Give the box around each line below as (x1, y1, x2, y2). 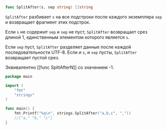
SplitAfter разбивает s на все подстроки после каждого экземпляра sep (5, 14, 162, 20)
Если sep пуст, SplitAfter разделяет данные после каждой (5, 44, 131, 50)
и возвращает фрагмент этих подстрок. (5, 19, 91, 25)
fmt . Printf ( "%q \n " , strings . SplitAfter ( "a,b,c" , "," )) (14, 111, 131, 116)
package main (5, 74, 33, 79)
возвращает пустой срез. (5, 54, 60, 60)
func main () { (5, 106, 35, 111)
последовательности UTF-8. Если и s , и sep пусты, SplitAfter (5, 49, 137, 55)
